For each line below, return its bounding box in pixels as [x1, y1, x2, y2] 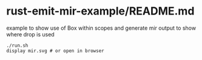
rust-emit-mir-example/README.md [6, 4, 195, 18]
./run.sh [6, 42, 29, 48]
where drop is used [6, 30, 55, 38]
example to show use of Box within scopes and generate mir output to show [6, 24, 196, 32]
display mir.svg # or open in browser [6, 47, 104, 54]
